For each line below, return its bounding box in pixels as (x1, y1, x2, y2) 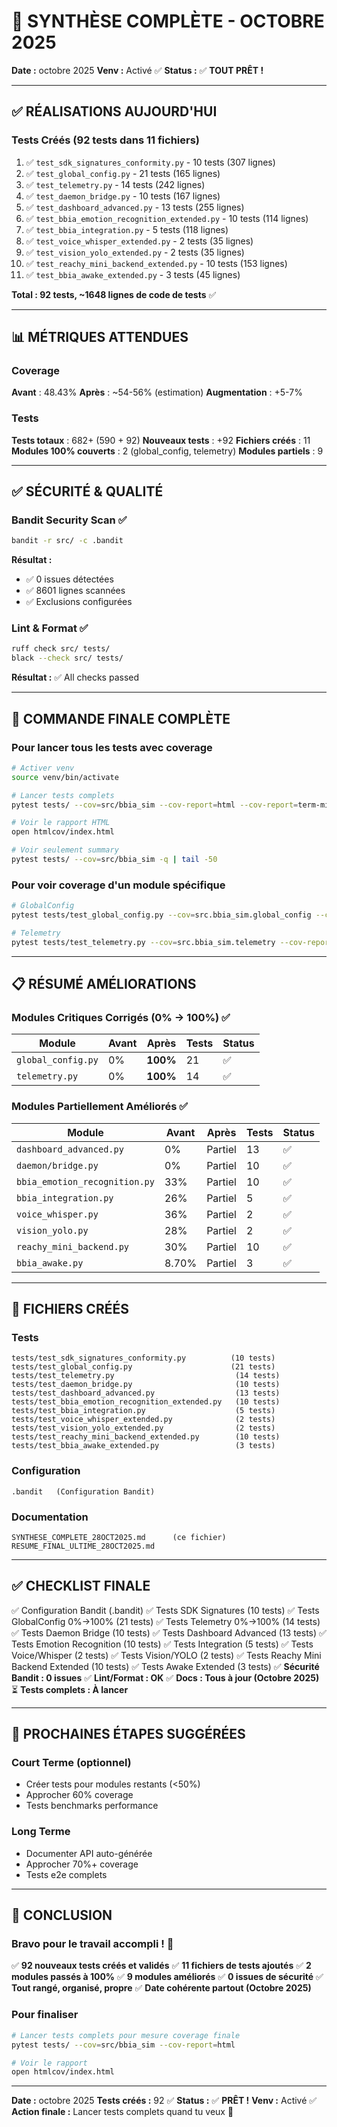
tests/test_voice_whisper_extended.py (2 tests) (11, 1415, 276, 1425)
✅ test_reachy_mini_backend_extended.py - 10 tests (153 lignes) (25, 257, 288, 269)
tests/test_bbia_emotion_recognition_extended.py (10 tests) (11, 1397, 281, 1407)
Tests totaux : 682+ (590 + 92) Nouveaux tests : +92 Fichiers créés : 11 (11, 434, 311, 446)
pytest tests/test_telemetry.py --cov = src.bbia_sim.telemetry (11, 937, 276, 947)
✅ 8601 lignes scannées (25, 585, 126, 597)
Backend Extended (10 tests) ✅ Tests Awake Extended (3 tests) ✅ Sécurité (11, 1660, 320, 1672)
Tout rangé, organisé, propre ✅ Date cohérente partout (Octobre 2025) (11, 1982, 312, 1994)
